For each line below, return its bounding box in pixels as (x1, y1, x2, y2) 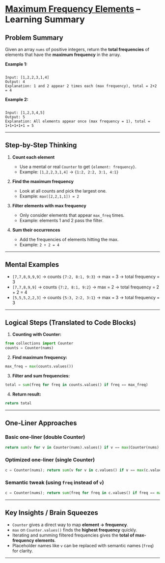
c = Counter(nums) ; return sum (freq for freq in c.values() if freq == (5, 490, 155, 495)
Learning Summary (5, 14, 85, 25)
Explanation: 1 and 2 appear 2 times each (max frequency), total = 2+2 (5, 84, 157, 88)
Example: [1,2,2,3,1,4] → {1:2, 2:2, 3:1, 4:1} (19, 169, 119, 175)
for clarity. (12, 548, 33, 554)
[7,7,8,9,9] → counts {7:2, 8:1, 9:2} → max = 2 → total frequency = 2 (12, 284, 160, 290)
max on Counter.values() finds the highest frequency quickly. (12, 527, 137, 533)
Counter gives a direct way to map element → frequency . (12, 522, 129, 528)
